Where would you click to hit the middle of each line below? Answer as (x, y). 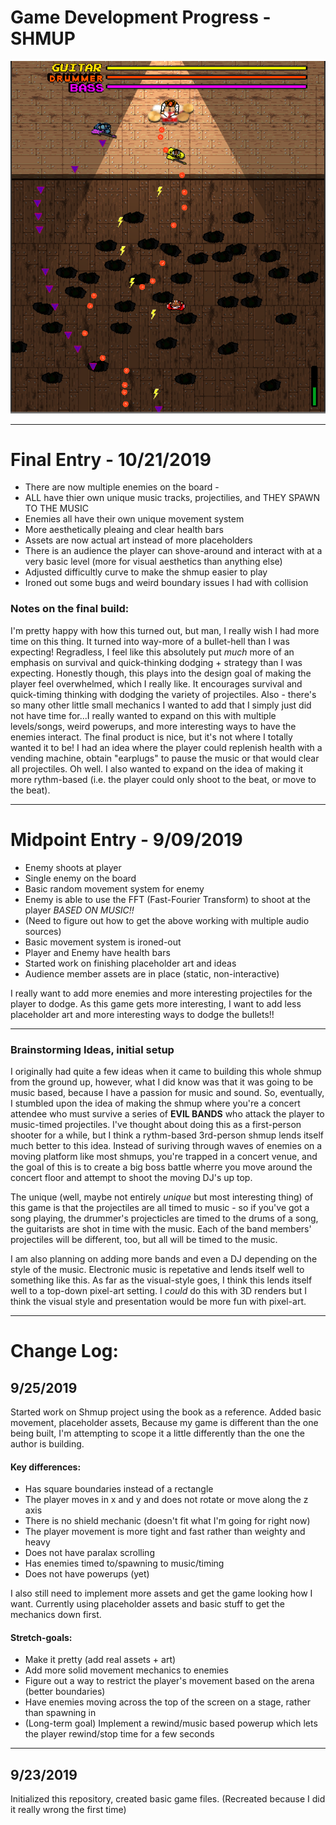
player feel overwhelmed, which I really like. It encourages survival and (156, 683)
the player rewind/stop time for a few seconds (119, 1734)
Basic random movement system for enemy (114, 888)
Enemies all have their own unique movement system (134, 519)
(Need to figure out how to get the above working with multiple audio (167, 920)
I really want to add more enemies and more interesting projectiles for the (161, 993)
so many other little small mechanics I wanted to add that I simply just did (161, 705)
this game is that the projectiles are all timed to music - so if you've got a (160, 1207)
